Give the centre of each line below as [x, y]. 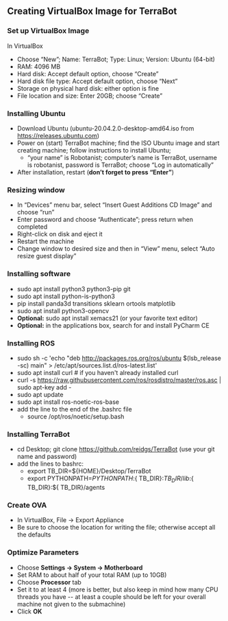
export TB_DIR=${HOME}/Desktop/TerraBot [89, 471]
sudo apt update [40, 394]
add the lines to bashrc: [50, 464]
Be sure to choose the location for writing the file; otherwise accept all [116, 528]
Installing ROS [31, 343]
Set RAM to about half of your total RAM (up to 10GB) [92, 575]
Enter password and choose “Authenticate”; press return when [105, 220]
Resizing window [36, 190]
